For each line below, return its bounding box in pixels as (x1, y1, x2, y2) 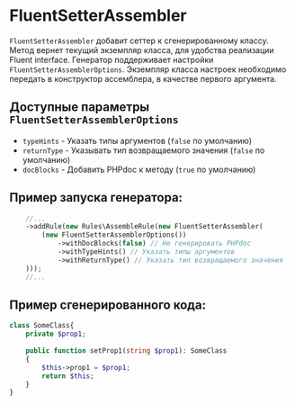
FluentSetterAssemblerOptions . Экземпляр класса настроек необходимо (9, 64, 287, 75)
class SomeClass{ (9, 321, 75, 330)
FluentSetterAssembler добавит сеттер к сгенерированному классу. (9, 35, 270, 46)
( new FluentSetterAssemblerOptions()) (41, 230, 187, 239)
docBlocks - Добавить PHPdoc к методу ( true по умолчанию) (22, 164, 256, 175)
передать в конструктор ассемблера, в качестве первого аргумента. (9, 73, 277, 84)
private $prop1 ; (25, 329, 87, 338)
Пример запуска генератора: (9, 190, 183, 205)
